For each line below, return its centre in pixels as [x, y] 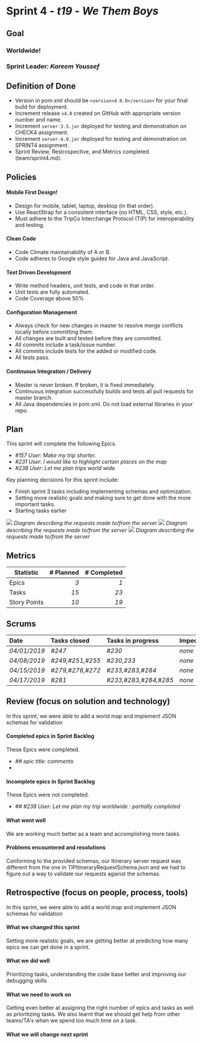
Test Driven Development [38, 272]
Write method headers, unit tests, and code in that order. [85, 286]
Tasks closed [70, 641]
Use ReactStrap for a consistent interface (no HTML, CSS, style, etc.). [101, 212]
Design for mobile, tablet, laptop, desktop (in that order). [85, 205]
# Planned [64, 573]
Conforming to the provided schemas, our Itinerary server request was [94, 861]
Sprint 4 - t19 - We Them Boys [82, 11]
